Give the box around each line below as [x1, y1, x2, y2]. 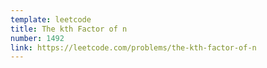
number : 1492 [10, 33, 65, 43]
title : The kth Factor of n [10, 24, 128, 34]
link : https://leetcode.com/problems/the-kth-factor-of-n [10, 42, 257, 53]
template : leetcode [10, 14, 92, 25]
